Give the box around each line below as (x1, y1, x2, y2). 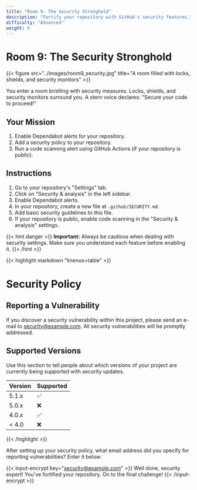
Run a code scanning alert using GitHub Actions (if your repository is (14, 145, 181, 152)
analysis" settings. (14, 221, 60, 228)
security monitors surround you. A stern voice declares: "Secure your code (6, 94, 188, 101)
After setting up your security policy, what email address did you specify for (6, 446, 189, 454)
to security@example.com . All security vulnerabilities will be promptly (17, 322, 186, 329)
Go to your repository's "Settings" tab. (14, 184, 107, 191)
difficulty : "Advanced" (6, 19, 64, 25)
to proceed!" (6, 100, 37, 107)
